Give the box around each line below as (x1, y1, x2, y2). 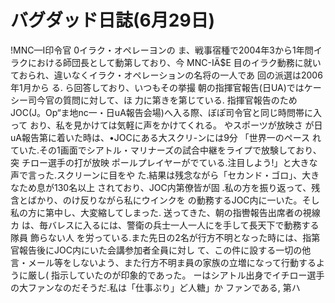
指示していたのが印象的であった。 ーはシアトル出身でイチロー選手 (51, 269, 325, 281)
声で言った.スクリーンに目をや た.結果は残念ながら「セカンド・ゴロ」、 (10, 169, 303, 181)
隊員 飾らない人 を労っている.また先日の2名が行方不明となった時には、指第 (10, 231, 321, 243)
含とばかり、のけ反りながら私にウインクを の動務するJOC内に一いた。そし (10, 194, 320, 206)
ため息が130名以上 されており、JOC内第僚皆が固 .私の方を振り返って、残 (18, 181, 321, 193)
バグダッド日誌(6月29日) (10, 9, 216, 32)
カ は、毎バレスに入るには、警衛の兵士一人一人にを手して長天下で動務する (10, 219, 320, 231)
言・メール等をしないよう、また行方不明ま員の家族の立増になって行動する (10, 256, 317, 268)
